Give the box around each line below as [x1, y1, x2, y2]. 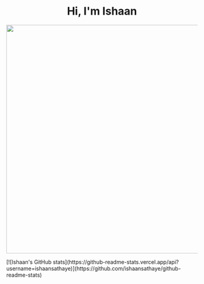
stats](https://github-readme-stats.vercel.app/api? [52, 258, 179, 266]
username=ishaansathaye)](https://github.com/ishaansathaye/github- [6, 264, 181, 272]
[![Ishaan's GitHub [6, 258, 52, 266]
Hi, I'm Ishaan [66, 4, 138, 18]
